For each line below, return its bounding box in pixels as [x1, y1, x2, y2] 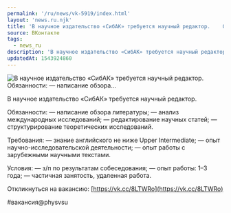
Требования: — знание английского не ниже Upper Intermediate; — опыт [7, 136, 221, 144]
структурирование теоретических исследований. [7, 122, 153, 131]
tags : [7, 36, 23, 43]
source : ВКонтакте [7, 29, 60, 37]
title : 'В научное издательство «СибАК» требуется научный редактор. [7, 23, 211, 30]
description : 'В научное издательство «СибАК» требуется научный [7, 49, 198, 56]
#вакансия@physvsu [7, 198, 69, 206]
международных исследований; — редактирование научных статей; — [7, 115, 218, 123]
